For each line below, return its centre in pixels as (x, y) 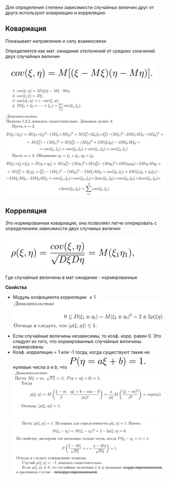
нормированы (28, 347)
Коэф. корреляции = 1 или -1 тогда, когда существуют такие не (81, 352)
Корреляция (26, 211)
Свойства (16, 288)
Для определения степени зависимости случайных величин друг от (80, 7)
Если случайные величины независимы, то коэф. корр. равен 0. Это (87, 336)
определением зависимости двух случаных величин (63, 229)
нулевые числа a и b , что (40, 367)
